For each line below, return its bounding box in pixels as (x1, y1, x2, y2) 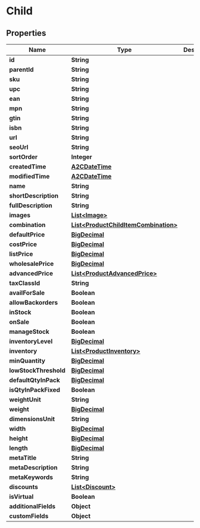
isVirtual (9, 493, 34, 501)
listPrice (9, 250, 33, 258)
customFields (9, 512, 49, 520)
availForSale (9, 288, 45, 297)
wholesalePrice (9, 260, 54, 268)
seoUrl (9, 143, 29, 151)
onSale (9, 318, 30, 326)
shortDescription (9, 192, 58, 199)
